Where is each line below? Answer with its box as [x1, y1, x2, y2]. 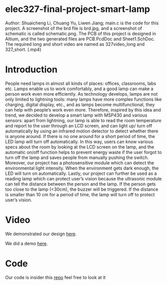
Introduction [5, 64, 58, 75]
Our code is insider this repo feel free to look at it [5, 274, 106, 280]
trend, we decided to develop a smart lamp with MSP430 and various [5, 112, 148, 118]
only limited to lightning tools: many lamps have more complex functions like [5, 96, 162, 102]
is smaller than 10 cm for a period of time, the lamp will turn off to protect [5, 191, 155, 197]
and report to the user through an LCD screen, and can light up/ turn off [5, 123, 153, 129]
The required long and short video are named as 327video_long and [5, 41, 145, 47]
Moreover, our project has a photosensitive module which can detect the [5, 159, 155, 165]
